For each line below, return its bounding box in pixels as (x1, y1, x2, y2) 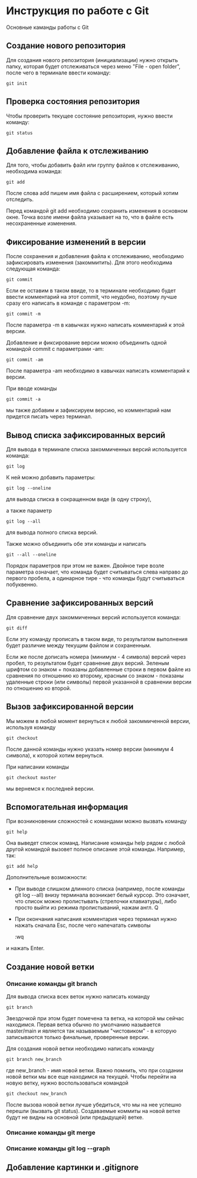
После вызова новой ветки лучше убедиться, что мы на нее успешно (6, 1101, 182, 1108)
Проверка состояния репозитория (6, 96, 140, 107)
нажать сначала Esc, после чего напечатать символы (14, 922, 151, 929)
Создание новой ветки (6, 962, 94, 972)
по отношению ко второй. (6, 684, 71, 692)
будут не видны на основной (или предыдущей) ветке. (6, 1114, 144, 1121)
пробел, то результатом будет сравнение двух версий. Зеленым (6, 659, 169, 666)
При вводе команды (6, 385, 57, 392)
